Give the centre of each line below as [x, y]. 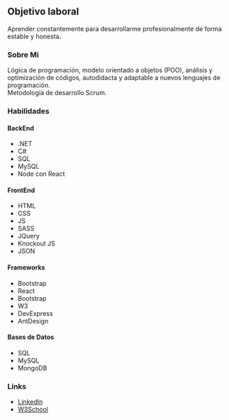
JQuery [29, 236]
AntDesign [33, 321]
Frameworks [26, 267]
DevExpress [35, 313]
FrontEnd [21, 190]
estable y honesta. [34, 36]
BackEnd [21, 128]
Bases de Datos [31, 337]
